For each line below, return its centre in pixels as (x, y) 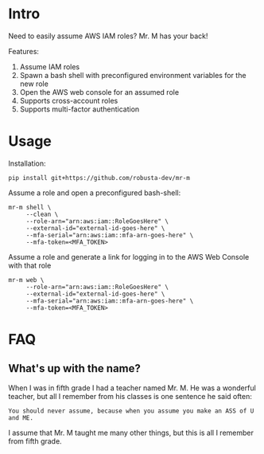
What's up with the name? (75, 368)
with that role (30, 265)
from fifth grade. (35, 441)
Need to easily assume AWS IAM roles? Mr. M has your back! (108, 36)
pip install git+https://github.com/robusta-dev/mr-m (99, 178)
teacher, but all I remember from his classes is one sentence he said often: (130, 396)
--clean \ (42, 214)
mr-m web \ (26, 280)
